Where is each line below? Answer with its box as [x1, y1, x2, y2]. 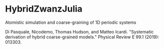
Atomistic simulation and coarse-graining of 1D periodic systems [5, 19, 137, 25]
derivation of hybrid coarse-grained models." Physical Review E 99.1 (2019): [5, 34, 160, 40]
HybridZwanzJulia [5, 3, 82, 15]
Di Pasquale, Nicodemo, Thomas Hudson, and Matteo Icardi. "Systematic [5, 29, 154, 34]
